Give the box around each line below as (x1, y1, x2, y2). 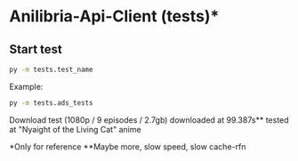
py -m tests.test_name (9, 65, 93, 74)
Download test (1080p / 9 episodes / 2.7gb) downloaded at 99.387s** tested (9, 114, 289, 125)
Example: (9, 81, 44, 92)
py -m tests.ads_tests (9, 98, 93, 108)
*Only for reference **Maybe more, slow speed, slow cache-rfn (9, 141, 246, 152)
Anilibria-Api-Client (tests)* (9, 6, 220, 27)
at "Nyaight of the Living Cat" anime (9, 124, 141, 134)
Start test (9, 42, 62, 57)
